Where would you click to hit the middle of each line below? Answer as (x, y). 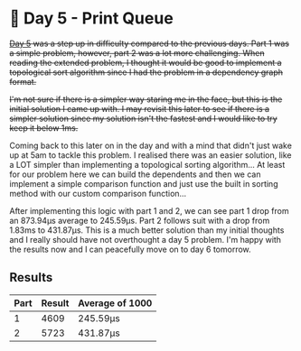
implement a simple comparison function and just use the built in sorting (144, 183)
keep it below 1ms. (44, 128)
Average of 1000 (115, 303)
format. (23, 81)
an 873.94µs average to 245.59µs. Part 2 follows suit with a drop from (140, 220)
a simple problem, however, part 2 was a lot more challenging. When (137, 52)
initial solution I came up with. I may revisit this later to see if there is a (139, 108)
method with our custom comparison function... (98, 193)
